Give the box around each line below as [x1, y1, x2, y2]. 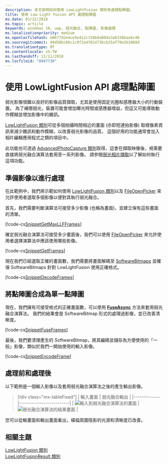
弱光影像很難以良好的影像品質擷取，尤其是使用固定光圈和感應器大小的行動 [5, 99, 158, 105]
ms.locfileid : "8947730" [5, 58, 57, 63]
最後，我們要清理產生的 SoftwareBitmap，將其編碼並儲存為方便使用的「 [5, 337, 153, 343]
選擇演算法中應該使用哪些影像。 [13, 238, 80, 243]
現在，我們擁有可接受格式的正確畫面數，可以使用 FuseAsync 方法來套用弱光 [5, 304, 163, 310]
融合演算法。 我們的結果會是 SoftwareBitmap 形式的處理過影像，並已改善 [5, 310, 156, 316]
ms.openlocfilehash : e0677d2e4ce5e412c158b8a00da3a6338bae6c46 [5, 35, 140, 40]
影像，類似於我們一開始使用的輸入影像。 [13, 343, 97, 349]
